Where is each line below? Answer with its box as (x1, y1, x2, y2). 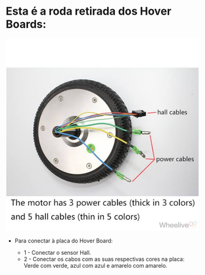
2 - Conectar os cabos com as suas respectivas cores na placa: (23, 255, 185, 263)
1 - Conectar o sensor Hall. (23, 249, 91, 256)
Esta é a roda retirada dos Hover (6, 4, 172, 18)
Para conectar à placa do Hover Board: (14, 237, 113, 244)
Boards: (6, 17, 47, 31)
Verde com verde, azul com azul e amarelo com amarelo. (23, 262, 168, 269)
